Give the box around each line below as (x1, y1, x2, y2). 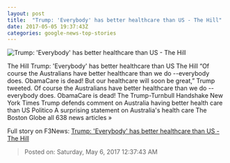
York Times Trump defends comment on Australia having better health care (7, 98, 223, 108)
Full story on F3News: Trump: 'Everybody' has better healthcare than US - (7, 127, 220, 135)
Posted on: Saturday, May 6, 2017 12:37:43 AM (24, 148, 158, 156)
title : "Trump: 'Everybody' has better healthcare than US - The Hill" (7, 17, 222, 24)
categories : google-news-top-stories (7, 29, 117, 37)
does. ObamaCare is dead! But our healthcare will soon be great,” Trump (7, 77, 215, 85)
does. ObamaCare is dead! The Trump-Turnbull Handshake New (39, 92, 224, 100)
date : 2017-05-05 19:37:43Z (7, 23, 89, 30)
